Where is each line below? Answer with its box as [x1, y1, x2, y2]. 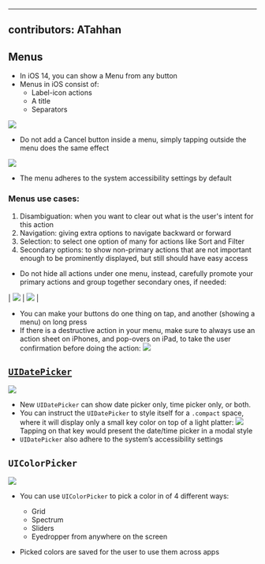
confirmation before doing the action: [19, 343, 141, 353]
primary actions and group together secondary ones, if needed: [19, 277, 227, 286]
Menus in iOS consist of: [19, 80, 100, 89]
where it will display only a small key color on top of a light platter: [19, 418, 234, 427]
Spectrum [31, 515, 64, 524]
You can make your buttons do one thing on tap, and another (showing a [19, 308, 256, 318]
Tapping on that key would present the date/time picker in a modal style [19, 426, 253, 436]
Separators [31, 104, 68, 115]
